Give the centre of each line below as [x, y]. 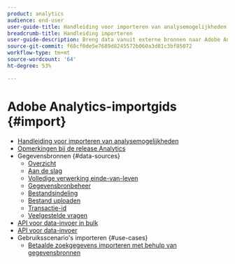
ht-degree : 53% [29, 66]
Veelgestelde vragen [58, 215]
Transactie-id [47, 208]
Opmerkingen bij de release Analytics [71, 148]
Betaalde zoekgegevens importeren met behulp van [102, 245]
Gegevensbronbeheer [59, 186]
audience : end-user [36, 20]
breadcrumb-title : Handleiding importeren [70, 33]
